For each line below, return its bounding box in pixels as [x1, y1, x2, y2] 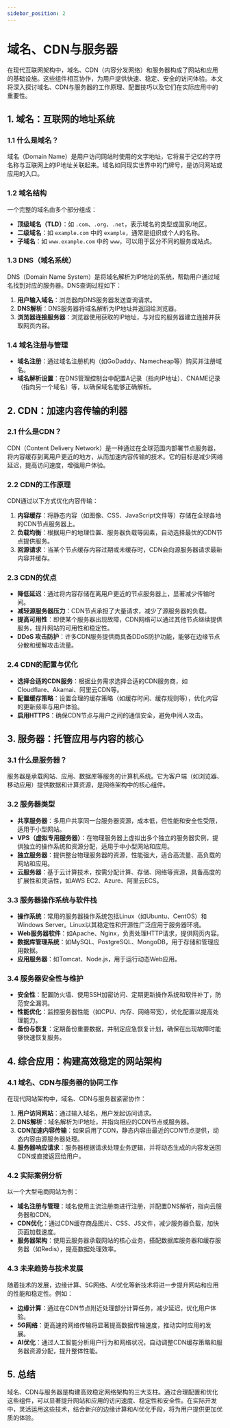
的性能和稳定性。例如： [7, 1289, 73, 1297]
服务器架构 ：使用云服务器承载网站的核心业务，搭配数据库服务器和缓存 [16, 1236, 216, 1244]
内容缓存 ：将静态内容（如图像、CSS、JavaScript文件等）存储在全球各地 [16, 511, 222, 519]
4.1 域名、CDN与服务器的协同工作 [7, 1077, 118, 1087]
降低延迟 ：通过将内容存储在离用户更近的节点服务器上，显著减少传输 [16, 590, 209, 598]
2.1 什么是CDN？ [7, 427, 62, 436]
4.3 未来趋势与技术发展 [7, 1264, 84, 1273]
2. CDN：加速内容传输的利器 [7, 405, 128, 417]
